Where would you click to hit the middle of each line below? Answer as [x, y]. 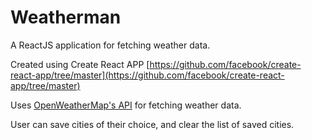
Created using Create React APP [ [80, 64]
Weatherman [66, 17]
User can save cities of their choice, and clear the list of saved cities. [152, 124]
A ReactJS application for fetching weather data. [110, 45]
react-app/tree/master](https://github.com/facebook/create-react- [147, 75]
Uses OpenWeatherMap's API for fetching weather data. [126, 105]
